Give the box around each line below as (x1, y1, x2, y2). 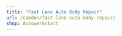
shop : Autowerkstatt (6, 20, 59, 26)
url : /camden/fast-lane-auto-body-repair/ (6, 15, 116, 21)
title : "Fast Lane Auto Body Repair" (6, 9, 102, 15)
